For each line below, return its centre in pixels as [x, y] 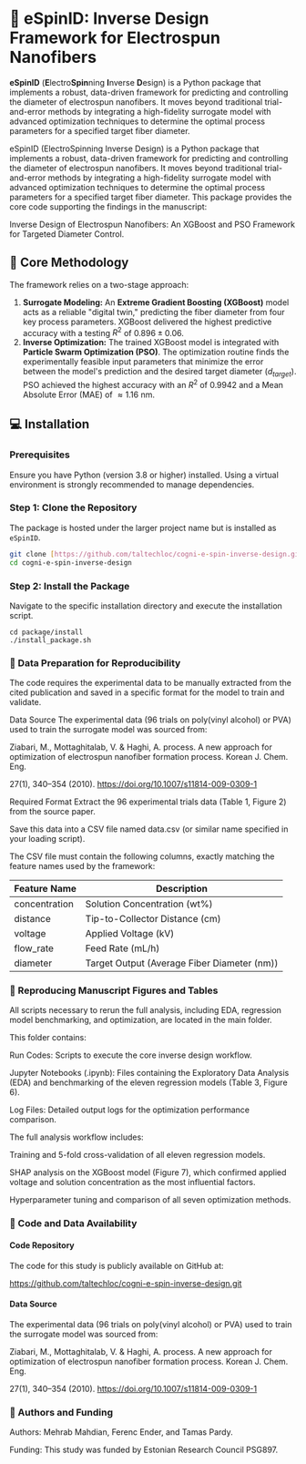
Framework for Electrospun [115, 38]
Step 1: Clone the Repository [73, 507]
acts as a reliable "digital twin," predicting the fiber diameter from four [153, 312]
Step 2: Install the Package [70, 586]
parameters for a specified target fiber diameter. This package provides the [151, 197]
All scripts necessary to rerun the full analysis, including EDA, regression [146, 1010]
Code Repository [42, 1245]
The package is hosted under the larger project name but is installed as [143, 527]
